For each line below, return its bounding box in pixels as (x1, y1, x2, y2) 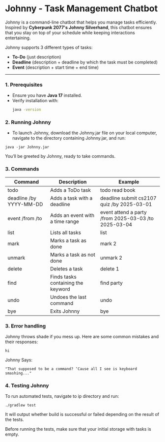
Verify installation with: (12, 98, 59, 104)
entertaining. (5, 35, 31, 41)
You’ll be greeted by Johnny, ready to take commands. (5, 153, 116, 159)
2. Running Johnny (5, 119, 51, 126)
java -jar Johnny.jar (5, 145, 50, 150)
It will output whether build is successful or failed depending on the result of (5, 412, 160, 417)
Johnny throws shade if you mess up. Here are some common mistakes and (5, 334, 159, 339)
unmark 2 (100, 254, 123, 261)
